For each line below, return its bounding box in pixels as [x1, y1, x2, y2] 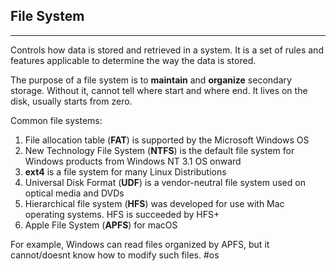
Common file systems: [10, 114, 103, 126]
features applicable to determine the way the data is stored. [10, 54, 257, 66]
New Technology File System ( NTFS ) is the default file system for [24, 144, 295, 156]
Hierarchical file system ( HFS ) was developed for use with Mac [24, 197, 285, 209]
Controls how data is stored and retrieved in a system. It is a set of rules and [10, 44, 324, 56]
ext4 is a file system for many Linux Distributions [24, 165, 227, 178]
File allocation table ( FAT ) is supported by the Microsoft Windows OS [24, 134, 310, 146]
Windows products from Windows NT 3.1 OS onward [24, 155, 242, 167]
